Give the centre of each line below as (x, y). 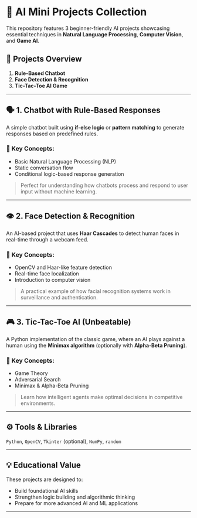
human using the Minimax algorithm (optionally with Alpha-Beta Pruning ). (97, 345)
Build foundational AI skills (46, 490)
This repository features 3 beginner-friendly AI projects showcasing (88, 28)
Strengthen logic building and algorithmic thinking (75, 497)
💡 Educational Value (43, 465)
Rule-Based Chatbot (40, 73)
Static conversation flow (44, 168)
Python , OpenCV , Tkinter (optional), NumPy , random (64, 441)
